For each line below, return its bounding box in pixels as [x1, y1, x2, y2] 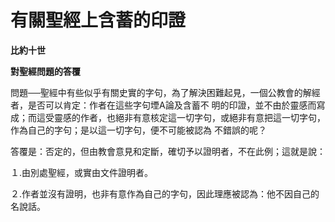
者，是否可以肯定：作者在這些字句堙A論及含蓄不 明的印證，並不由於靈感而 [10, 99, 317, 111]
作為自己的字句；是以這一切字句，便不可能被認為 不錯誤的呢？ [10, 124, 267, 136]
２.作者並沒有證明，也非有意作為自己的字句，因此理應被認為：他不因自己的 [10, 187, 320, 200]
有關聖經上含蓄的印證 [10, 9, 187, 32]
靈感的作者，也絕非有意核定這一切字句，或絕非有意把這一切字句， [53, 111, 326, 123]
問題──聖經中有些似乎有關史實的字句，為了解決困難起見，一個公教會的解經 [10, 86, 321, 98]
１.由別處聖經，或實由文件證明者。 [10, 166, 154, 178]
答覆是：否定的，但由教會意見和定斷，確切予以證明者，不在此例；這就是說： [10, 145, 326, 157]
